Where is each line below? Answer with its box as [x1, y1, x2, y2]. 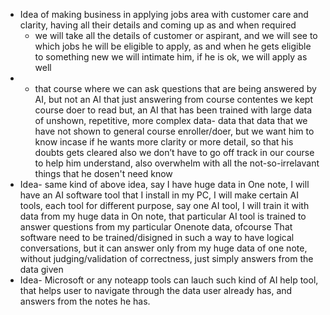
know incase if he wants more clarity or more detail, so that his [34, 136, 294, 148]
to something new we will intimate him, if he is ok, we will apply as [34, 51, 308, 63]
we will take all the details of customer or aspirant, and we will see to [34, 30, 318, 41]
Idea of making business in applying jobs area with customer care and [19, 9, 309, 20]
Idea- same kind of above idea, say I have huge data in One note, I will [19, 179, 310, 190]
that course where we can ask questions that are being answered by [34, 83, 317, 94]
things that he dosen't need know [34, 168, 173, 179]
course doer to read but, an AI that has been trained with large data [34, 104, 313, 116]
